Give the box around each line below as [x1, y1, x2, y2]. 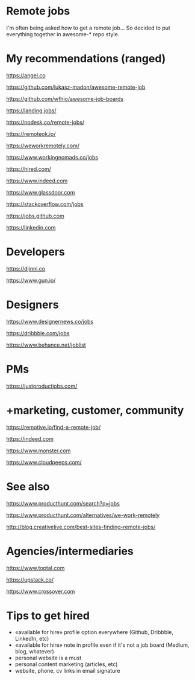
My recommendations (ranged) [6, 52, 166, 66]
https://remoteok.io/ [6, 130, 56, 137]
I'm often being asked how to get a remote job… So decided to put [6, 24, 170, 31]
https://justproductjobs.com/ [6, 382, 78, 390]
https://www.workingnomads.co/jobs [6, 153, 98, 161]
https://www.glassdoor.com [6, 188, 75, 196]
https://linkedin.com [6, 223, 56, 231]
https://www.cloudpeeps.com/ [6, 458, 82, 466]
